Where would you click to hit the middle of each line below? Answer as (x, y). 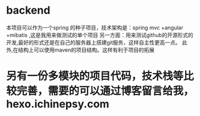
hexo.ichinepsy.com (58, 104)
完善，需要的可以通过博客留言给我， (106, 91)
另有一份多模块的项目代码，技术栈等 (95, 76)
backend (28, 10)
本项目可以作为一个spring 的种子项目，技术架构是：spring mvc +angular (95, 27)
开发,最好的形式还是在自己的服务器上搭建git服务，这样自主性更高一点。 (93, 42)
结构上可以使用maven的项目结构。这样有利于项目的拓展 (86, 50)
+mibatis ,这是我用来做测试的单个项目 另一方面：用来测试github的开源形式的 (100, 35)
